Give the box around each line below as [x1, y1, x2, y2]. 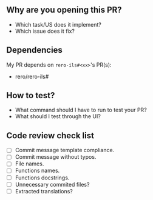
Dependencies [6, 45, 63, 55]
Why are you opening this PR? [6, 5, 123, 15]
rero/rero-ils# [15, 73, 49, 80]
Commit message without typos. [15, 153, 97, 161]
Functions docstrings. [15, 174, 70, 181]
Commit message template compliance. [15, 147, 115, 154]
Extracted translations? [15, 187, 73, 195]
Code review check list [6, 130, 94, 141]
